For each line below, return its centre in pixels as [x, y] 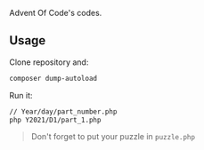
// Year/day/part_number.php [63, 111]
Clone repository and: [49, 62]
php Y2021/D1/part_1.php [55, 120]
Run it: [21, 95]
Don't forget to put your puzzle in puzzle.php [113, 137]
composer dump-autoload [53, 78]
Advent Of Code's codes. [56, 13]
